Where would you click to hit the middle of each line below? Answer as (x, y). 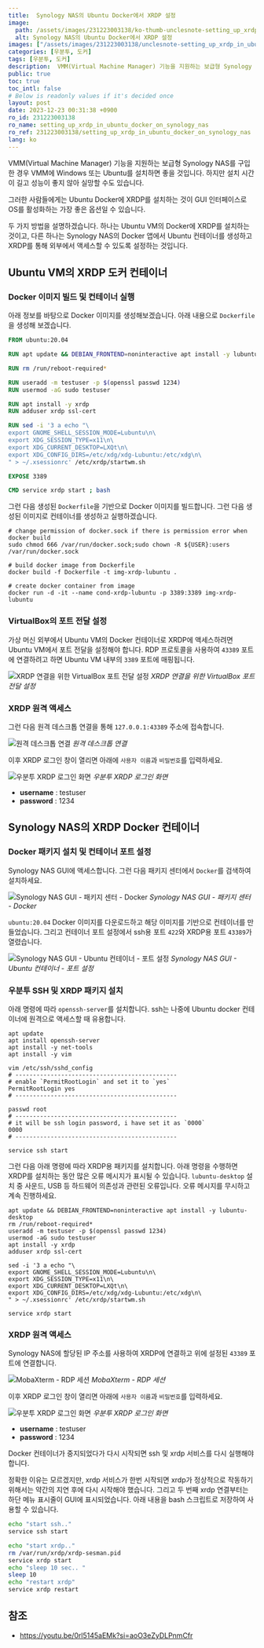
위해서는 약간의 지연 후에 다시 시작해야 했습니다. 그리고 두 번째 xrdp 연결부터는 (128, 1490)
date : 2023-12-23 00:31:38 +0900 (63, 111)
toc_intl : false (35, 88)
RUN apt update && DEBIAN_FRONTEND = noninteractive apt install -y (119, 354)
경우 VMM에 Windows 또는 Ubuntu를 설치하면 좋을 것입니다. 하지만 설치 (128, 173)
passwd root (27, 1109)
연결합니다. (40, 1363)
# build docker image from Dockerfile (71, 566)
